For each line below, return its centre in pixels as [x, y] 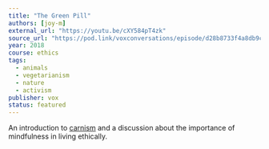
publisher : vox [34, 98]
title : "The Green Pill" [50, 16]
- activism [34, 90]
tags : [17, 61]
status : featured [37, 105]
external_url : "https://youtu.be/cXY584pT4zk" [87, 30]
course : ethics [34, 53]
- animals [32, 68]
